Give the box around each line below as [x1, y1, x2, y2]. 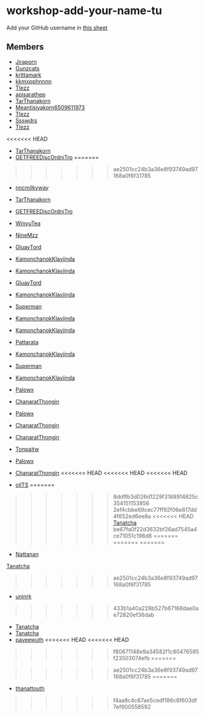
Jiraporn [15, 58, 37, 65]
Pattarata [15, 338, 39, 345]
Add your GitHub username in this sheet [6, 24, 108, 31]
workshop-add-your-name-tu [6, 4, 163, 18]
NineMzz [15, 231, 39, 239]
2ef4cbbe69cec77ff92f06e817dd [113, 506, 198, 513]
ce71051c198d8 [113, 532, 152, 539]
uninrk [15, 593, 32, 600]
